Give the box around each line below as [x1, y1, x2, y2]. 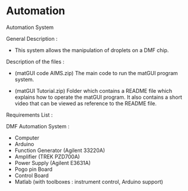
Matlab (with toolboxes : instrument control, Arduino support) [14, 178, 163, 185]
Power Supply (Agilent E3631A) [14, 159, 91, 166]
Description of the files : [6, 58, 65, 65]
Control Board [14, 171, 49, 179]
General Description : [6, 35, 58, 42]
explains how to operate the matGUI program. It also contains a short [14, 93, 183, 101]
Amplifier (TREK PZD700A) [14, 153, 80, 160]
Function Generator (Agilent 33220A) [14, 147, 105, 154]
